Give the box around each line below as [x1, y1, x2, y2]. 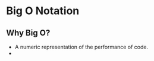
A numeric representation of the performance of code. [14, 43, 149, 50]
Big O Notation [6, 4, 80, 18]
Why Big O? [6, 28, 51, 38]
